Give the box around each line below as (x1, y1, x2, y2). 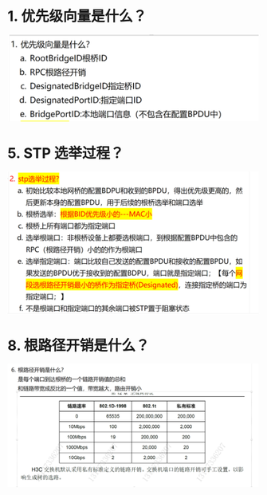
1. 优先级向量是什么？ (7, 7, 147, 26)
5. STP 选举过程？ (7, 144, 124, 162)
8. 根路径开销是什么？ (7, 336, 150, 355)
